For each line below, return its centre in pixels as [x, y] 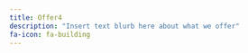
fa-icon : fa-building [50, 34]
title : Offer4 [36, 18]
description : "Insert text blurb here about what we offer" [125, 26]
